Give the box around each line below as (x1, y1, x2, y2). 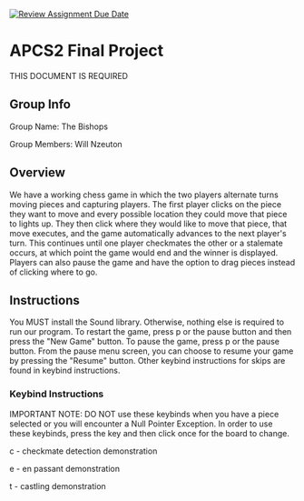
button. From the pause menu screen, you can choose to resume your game (9, 346, 294, 356)
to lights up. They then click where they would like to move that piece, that (9, 218, 288, 229)
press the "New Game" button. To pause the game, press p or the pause (9, 336, 279, 347)
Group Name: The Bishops (9, 121, 109, 132)
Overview (9, 165, 66, 181)
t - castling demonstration (9, 480, 106, 491)
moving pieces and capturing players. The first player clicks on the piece (9, 198, 282, 209)
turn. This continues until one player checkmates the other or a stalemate (9, 237, 283, 248)
